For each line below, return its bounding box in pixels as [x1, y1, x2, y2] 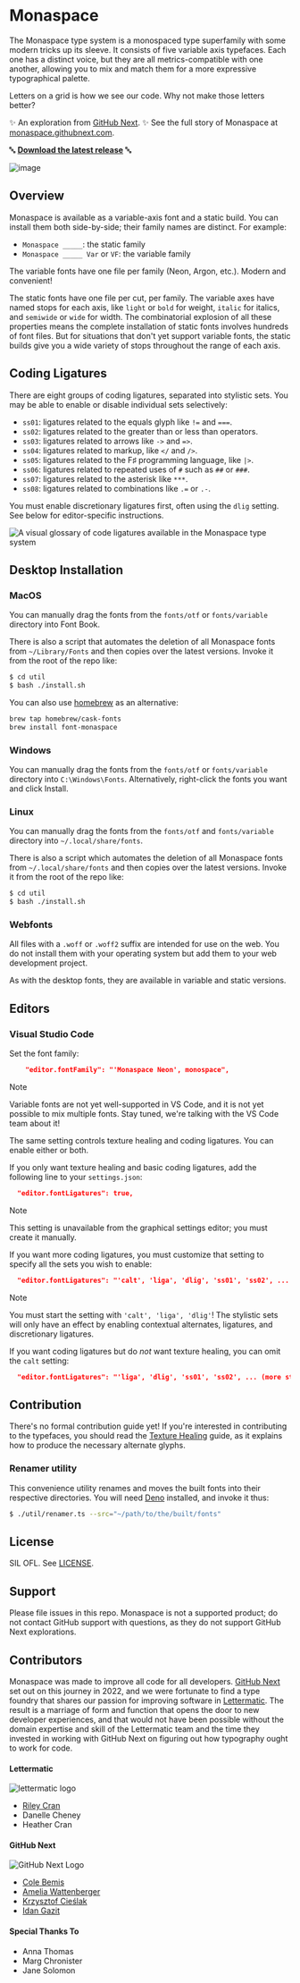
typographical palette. [9, 72, 91, 83]
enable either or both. [9, 1144, 89, 1155]
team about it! [9, 1118, 61, 1128]
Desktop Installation [9, 562, 123, 578]
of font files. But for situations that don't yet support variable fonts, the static [9, 330, 291, 341]
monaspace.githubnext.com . [9, 127, 114, 138]
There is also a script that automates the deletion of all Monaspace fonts [9, 637, 276, 647]
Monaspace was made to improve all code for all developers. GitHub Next [9, 1676, 280, 1686]
